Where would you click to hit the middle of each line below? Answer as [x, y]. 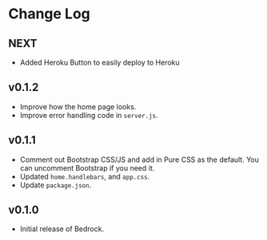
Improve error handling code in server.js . [89, 115]
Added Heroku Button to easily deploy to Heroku [100, 62]
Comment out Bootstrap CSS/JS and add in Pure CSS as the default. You [139, 159]
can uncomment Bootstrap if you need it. [87, 167]
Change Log [49, 14]
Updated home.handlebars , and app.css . [85, 176]
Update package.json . [56, 185]
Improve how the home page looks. [78, 106]
